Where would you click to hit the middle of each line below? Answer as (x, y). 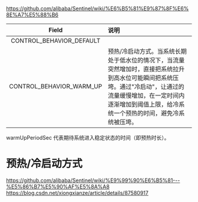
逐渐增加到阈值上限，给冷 (143, 104)
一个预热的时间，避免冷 (146, 113)
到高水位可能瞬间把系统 (141, 78)
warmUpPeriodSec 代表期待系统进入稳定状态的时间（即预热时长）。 (88, 138)
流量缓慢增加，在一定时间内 (146, 95)
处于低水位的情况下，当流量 (146, 60)
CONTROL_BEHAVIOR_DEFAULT (56, 41)
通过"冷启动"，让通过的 (152, 87)
